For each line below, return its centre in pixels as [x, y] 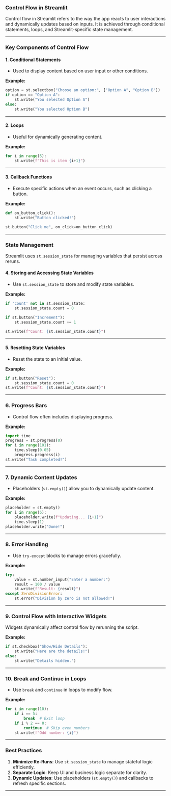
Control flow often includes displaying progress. [63, 416]
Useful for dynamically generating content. [58, 137]
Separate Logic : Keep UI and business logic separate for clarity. [80, 772]
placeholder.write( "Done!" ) [35, 526]
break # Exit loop [44, 718]
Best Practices [24, 751]
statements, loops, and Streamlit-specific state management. [69, 30]
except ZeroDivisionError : [34, 594]
